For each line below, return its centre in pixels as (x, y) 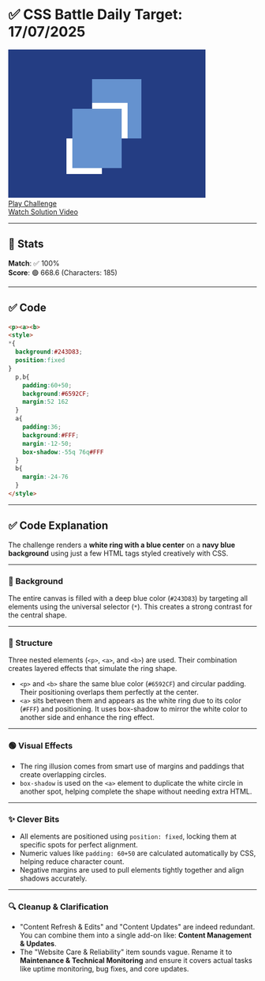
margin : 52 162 (45, 402)
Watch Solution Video (43, 212)
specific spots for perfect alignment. (78, 844)
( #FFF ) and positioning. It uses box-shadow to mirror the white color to (133, 709)
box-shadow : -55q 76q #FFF (63, 452)
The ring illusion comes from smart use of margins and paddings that (132, 766)
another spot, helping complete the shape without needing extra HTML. (136, 791)
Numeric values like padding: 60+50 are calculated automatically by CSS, (138, 853)
